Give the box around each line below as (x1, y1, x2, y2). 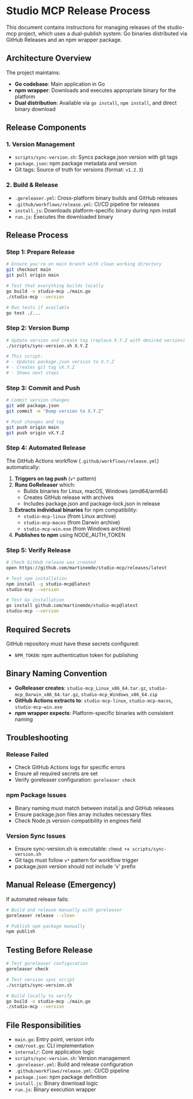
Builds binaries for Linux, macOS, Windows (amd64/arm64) (23, 487, 168, 494)
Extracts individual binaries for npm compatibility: (14, 506, 138, 513)
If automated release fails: (6, 895, 69, 903)
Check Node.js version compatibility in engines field (14, 817, 141, 824)
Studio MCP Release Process (6, 4, 151, 18)
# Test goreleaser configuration (6, 960, 88, 967)
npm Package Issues (6, 791, 66, 799)
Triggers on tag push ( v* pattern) (14, 475, 96, 482)
